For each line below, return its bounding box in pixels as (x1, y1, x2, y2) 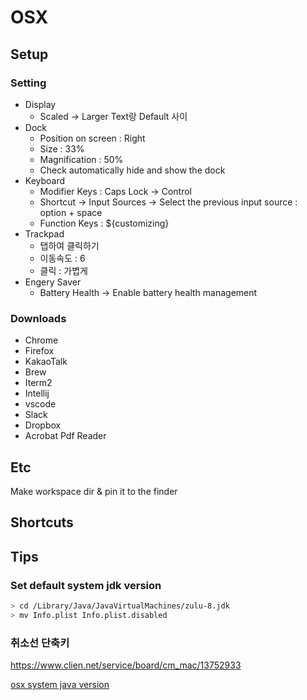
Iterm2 (24, 377, 53, 389)
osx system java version (10, 679, 110, 691)
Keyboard (24, 174, 66, 186)
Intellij (24, 387, 50, 400)
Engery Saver (24, 276, 82, 288)
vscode (24, 398, 57, 410)
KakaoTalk (24, 356, 68, 368)
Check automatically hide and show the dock (39, 164, 226, 176)
